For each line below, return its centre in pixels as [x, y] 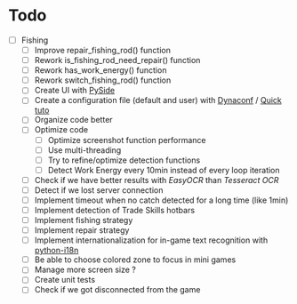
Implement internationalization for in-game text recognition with [151, 240]
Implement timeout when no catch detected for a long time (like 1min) [161, 200]
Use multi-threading [84, 150]
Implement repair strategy [82, 230]
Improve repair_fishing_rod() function [102, 50]
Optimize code [61, 130]
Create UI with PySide [75, 91]
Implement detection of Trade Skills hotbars [115, 210]
